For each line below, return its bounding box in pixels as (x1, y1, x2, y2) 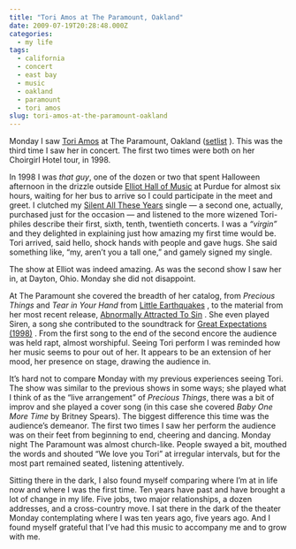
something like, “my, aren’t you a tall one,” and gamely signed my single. (9, 247, 272, 257)
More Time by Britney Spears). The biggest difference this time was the (9, 411, 269, 422)
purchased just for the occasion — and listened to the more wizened (9, 210, 259, 220)
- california (17, 54, 65, 63)
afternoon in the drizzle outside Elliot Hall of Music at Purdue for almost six (9, 181, 281, 192)
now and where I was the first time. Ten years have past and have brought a (9, 484, 285, 495)
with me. (9, 531, 42, 542)
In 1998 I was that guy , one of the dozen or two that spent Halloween (9, 172, 261, 182)
